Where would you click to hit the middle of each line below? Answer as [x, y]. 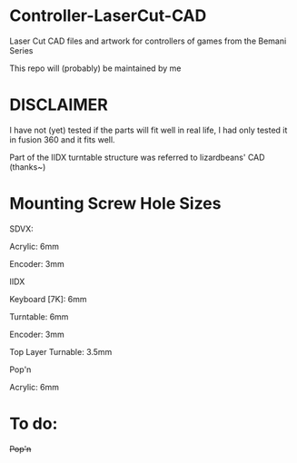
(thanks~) [28, 167]
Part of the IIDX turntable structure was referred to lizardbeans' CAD [137, 157]
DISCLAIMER [59, 105]
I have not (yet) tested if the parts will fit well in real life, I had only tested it [148, 130]
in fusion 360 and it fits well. [62, 139]
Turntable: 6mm [39, 316]
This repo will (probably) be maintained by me [95, 68]
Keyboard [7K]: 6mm [48, 299]
